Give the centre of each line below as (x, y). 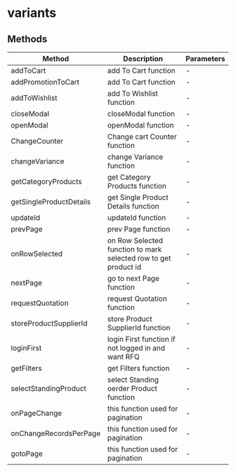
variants (32, 13)
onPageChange (37, 413)
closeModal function (141, 114)
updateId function (137, 218)
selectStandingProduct (48, 389)
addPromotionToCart (45, 82)
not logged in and (136, 348)
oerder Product (132, 389)
